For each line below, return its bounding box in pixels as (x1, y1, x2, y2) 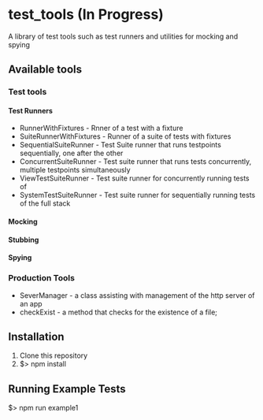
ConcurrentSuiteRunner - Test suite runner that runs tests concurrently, (19, 157, 252, 166)
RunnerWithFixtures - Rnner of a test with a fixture (19, 124, 183, 133)
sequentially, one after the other (19, 148, 124, 158)
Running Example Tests (8, 382, 126, 396)
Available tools (8, 63, 83, 76)
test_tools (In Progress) (8, 6, 164, 24)
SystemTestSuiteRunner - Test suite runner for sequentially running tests (19, 191, 256, 200)
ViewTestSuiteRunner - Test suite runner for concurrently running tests (19, 173, 250, 183)
